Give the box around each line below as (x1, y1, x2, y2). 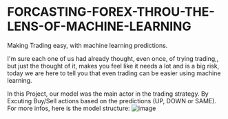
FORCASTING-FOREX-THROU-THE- (7, 4, 215, 20)
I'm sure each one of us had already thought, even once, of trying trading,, (7, 54, 219, 62)
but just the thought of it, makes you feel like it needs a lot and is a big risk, (7, 62, 220, 70)
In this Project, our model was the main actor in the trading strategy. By (7, 90, 209, 98)
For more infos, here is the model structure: (7, 104, 130, 112)
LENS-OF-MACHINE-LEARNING (7, 18, 191, 34)
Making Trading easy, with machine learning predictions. (7, 41, 168, 49)
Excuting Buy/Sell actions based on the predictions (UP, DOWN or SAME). (7, 96, 217, 105)
